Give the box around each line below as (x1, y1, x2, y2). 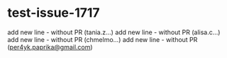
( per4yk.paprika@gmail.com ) (7, 43, 94, 51)
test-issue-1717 (7, 5, 101, 21)
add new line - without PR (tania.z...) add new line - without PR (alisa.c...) (7, 28, 221, 36)
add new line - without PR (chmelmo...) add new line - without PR (7, 35, 198, 43)
